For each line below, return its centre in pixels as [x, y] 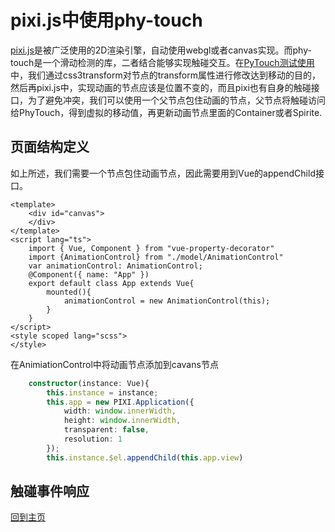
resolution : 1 [93, 439]
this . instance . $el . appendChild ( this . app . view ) [145, 457]
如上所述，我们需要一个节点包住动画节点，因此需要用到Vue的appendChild [163, 173]
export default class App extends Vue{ [111, 283]
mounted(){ [69, 292]
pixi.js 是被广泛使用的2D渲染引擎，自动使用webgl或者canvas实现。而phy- [161, 50]
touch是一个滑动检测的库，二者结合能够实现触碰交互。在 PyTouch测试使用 [162, 62]
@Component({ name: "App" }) [89, 274]
